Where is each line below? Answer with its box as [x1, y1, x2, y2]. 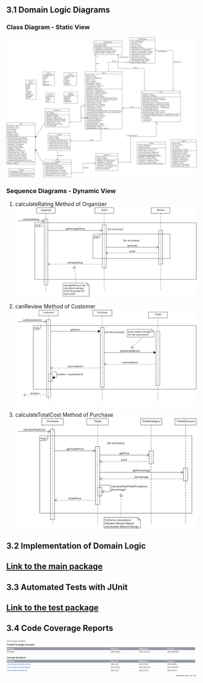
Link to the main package [6, 561, 103, 572]
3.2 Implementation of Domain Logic [6, 540, 146, 551]
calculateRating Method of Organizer [14, 200, 107, 208]
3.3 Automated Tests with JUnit [6, 582, 128, 592]
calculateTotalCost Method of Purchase [14, 411, 114, 418]
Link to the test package [6, 602, 98, 613]
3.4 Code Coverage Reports [6, 623, 114, 633]
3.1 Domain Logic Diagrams [6, 5, 111, 15]
